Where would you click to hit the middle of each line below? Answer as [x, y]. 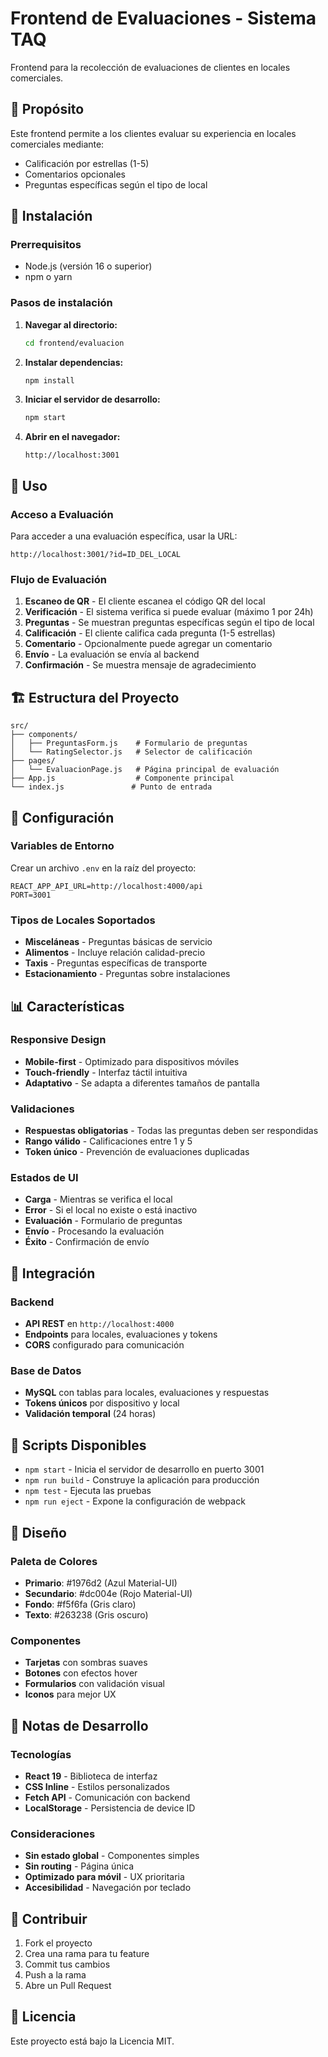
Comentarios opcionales [75, 174]
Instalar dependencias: [74, 362]
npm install [49, 380]
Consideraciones [53, 1834]
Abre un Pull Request [68, 1985]
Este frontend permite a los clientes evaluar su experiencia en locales [153, 133]
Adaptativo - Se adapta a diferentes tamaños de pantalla [142, 1083]
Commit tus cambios [67, 1964]
